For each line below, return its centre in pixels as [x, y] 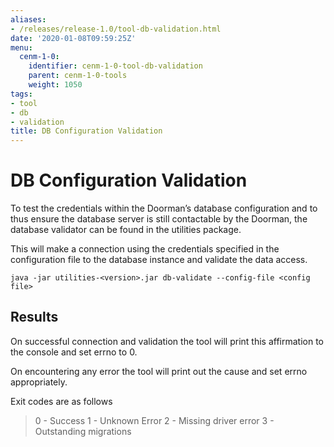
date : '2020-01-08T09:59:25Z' [73, 38]
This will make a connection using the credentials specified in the [145, 249]
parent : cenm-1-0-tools [78, 76]
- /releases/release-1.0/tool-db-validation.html [116, 29]
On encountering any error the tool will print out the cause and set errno [159, 371]
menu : [21, 47]
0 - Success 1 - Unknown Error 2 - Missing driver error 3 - [154, 420]
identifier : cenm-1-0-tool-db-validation [115, 66]
